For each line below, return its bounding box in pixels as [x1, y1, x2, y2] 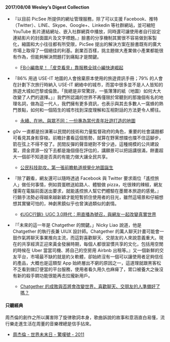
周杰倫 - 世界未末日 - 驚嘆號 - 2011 [12, 331, 84, 337]
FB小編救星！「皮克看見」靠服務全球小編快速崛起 [20, 65, 124, 71]
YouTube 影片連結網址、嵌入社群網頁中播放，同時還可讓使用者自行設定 [12, 28, 161, 35]
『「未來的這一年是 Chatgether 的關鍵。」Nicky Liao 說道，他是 [12, 222, 142, 228]
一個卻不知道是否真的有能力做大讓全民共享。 [17, 154, 110, 160]
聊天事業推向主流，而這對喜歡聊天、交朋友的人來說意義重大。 [30, 235, 159, 241]
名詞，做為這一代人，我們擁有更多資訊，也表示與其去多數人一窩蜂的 [17, 101, 159, 107]
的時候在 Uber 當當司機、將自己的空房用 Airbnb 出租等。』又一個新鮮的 [12, 247, 159, 253]
